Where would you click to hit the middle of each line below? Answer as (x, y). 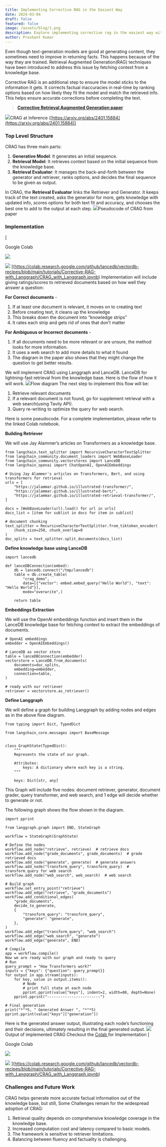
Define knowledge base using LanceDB (46, 548)
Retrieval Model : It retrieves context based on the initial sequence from (85, 162)
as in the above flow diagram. (35, 715)
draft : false (19, 19)
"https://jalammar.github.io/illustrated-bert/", (66, 491)
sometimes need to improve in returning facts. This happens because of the (82, 57)
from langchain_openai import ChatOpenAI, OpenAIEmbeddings (68, 465)
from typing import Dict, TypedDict (43, 724)
